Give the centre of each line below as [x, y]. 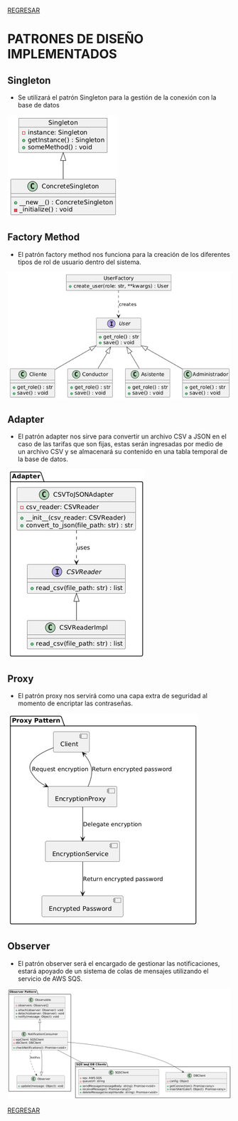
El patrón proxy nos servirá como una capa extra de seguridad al [113, 696]
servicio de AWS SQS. [50, 979]
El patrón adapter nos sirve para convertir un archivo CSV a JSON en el [122, 436]
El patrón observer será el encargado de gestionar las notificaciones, [119, 963]
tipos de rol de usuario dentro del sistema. [80, 262]
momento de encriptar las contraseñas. [75, 703]
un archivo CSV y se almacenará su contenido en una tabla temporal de [123, 452]
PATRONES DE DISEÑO [76, 39]
